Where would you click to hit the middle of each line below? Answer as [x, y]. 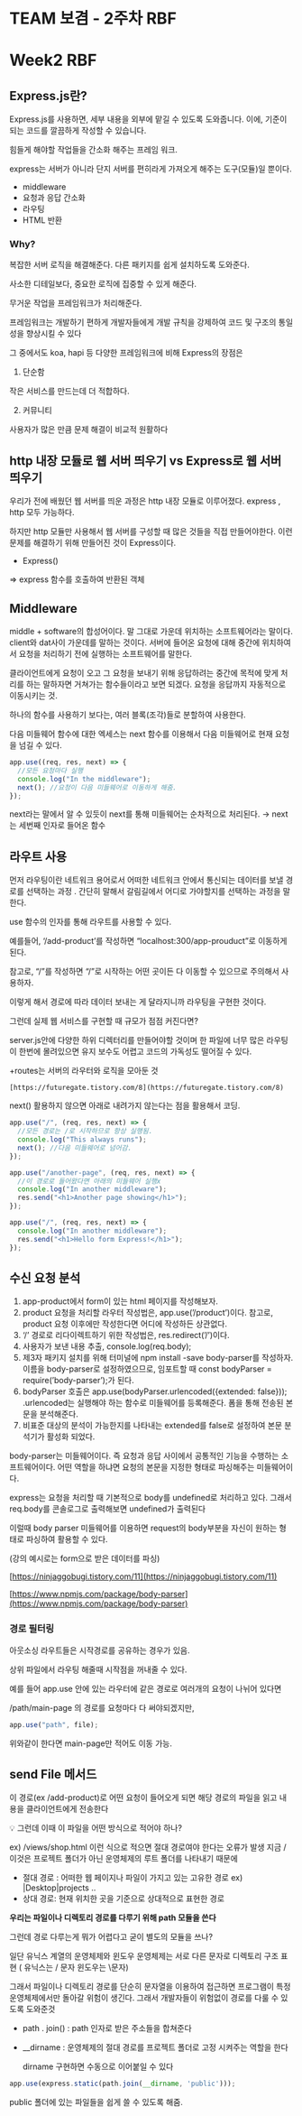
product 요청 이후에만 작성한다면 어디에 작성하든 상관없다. [125, 1324]
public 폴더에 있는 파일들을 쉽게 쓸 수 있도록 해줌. [96, 2102]
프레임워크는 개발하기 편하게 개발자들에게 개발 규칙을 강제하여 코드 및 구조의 [143, 322]
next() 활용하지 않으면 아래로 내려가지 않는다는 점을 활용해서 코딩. [125, 1105]
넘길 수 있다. [41, 745]
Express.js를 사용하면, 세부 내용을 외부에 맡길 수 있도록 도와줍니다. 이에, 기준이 [148, 119]
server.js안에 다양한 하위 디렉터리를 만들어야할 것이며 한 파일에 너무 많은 [137, 1040]
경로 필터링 [32, 1629]
